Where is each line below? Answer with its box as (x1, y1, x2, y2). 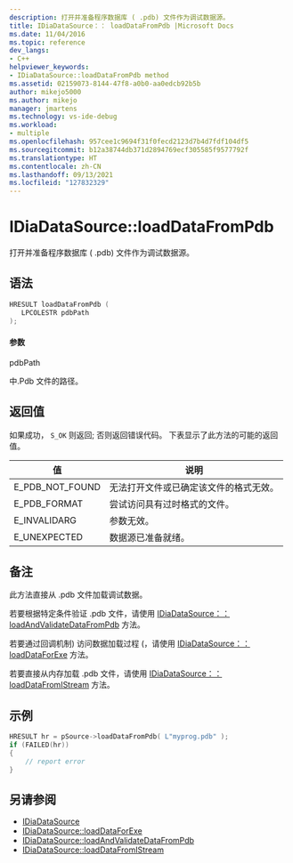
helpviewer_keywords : (9, 63, 90, 72)
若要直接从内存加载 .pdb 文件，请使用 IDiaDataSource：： (9, 668, 223, 679)
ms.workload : (9, 121, 58, 130)
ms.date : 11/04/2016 (9, 29, 86, 38)
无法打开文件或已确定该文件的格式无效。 (109, 481, 279, 494)
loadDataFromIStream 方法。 (9, 680, 116, 690)
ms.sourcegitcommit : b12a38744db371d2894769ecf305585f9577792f (9, 145, 249, 154)
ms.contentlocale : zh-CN (9, 162, 102, 171)
